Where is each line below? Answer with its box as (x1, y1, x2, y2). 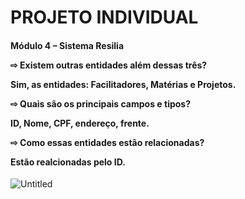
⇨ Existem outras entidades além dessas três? (10, 59, 208, 71)
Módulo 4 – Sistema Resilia (10, 39, 125, 51)
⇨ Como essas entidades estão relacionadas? (10, 136, 205, 148)
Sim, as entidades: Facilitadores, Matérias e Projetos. (10, 78, 237, 90)
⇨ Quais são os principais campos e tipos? (10, 97, 192, 110)
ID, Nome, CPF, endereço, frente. (10, 117, 150, 129)
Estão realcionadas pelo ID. (10, 156, 126, 168)
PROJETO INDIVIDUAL (10, 6, 199, 29)
